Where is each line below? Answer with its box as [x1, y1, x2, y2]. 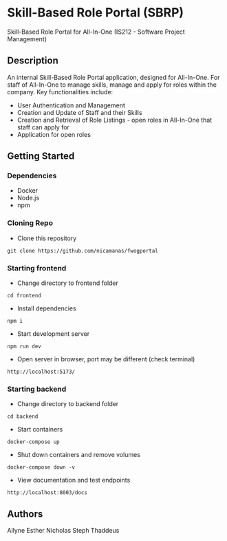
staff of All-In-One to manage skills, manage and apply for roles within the [7, 81, 217, 89]
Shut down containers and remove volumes [17, 451, 141, 459]
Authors [7, 508, 43, 520]
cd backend [7, 413, 39, 421]
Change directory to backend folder [17, 400, 119, 408]
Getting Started [7, 150, 75, 162]
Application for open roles [17, 130, 91, 138]
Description [7, 55, 58, 67]
